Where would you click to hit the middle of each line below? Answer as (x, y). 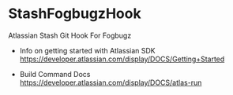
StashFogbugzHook (75, 14)
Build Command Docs (55, 74)
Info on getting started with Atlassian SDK (87, 50)
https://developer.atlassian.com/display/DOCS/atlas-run (111, 82)
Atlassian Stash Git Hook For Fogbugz (70, 35)
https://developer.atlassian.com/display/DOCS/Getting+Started (122, 59)
